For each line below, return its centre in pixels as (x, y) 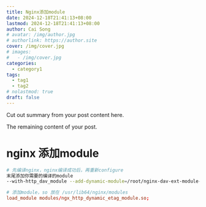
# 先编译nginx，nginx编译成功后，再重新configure (65, 170)
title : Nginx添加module (36, 12)
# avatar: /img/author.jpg (41, 35)
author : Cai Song (29, 29)
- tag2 (20, 86)
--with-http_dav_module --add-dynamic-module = (67, 181)
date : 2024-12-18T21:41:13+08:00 (49, 18)
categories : (21, 63)
